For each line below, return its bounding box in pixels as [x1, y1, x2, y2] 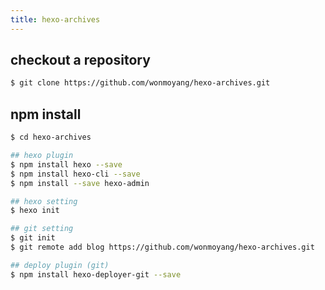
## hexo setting [10, 196, 78, 206]
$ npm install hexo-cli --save [10, 169, 141, 179]
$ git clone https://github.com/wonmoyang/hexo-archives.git [10, 78, 271, 88]
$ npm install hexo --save [10, 159, 123, 170]
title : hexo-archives [10, 14, 101, 25]
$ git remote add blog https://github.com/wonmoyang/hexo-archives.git [10, 242, 315, 252]
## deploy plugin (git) [10, 260, 110, 270]
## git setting [10, 224, 74, 234]
